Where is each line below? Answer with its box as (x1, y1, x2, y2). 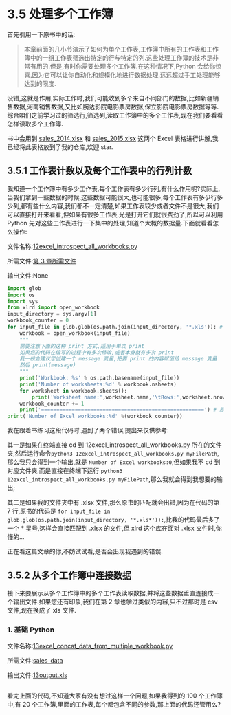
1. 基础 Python (7, 625, 55, 635)
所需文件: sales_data (7, 657, 63, 665)
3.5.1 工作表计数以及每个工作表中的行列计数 (7, 165, 192, 177)
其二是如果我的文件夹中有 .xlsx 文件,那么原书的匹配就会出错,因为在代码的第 (7, 498, 220, 507)
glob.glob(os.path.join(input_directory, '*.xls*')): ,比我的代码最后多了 (7, 516, 221, 524)
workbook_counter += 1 (19, 400, 85, 407)
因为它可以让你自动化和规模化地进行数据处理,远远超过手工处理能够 (32, 70, 221, 79)
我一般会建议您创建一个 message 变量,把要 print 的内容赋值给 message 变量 (19, 355, 218, 362)
